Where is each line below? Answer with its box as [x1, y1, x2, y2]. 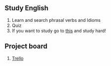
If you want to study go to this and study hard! [11, 27, 106, 34]
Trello [11, 55, 24, 61]
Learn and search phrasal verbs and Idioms [11, 17, 101, 23]
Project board [4, 42, 48, 51]
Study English [4, 4, 49, 12]
